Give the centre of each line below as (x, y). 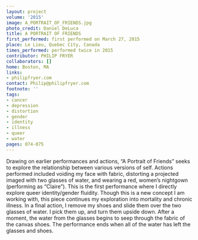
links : (14, 72)
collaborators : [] (29, 61)
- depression (22, 105)
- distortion (22, 111)
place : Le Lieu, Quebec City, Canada (53, 45)
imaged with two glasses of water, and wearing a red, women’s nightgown (97, 180)
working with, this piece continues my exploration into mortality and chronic (99, 199)
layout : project (26, 12)
